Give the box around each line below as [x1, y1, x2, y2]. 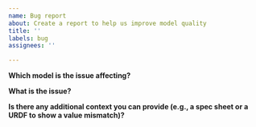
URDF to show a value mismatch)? [8, 110, 125, 121]
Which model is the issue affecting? [8, 71, 131, 80]
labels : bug [8, 34, 48, 43]
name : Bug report [8, 11, 67, 20]
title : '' [8, 27, 42, 35]
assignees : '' [8, 42, 56, 50]
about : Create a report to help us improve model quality [8, 19, 207, 27]
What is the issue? [8, 86, 72, 96]
